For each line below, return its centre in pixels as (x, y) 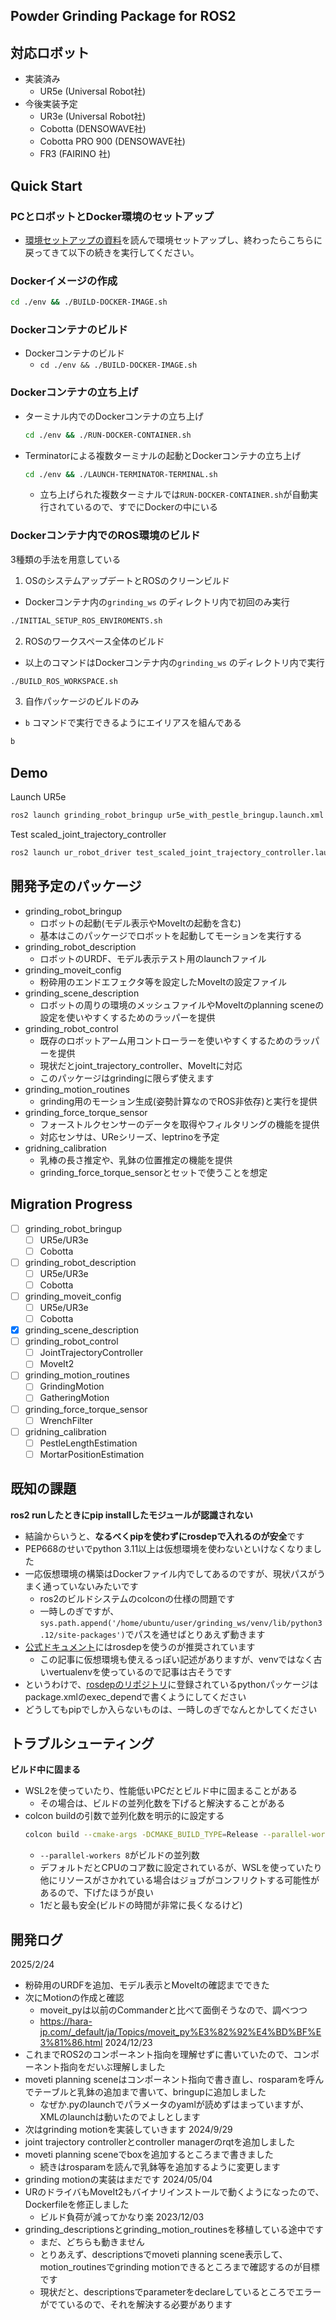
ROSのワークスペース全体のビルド (94, 641)
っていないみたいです (95, 1586)
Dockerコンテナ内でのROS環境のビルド (105, 536)
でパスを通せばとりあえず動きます (195, 1634)
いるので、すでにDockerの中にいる (146, 507)
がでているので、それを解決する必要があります (136, 2305)
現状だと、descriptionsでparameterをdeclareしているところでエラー (180, 2292)
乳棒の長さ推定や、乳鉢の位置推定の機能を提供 (136, 1160)
